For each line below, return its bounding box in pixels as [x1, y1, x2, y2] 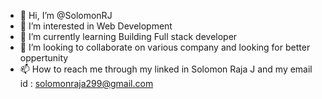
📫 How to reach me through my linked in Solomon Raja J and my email [19, 63, 313, 75]
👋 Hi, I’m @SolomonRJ [19, 10, 113, 21]
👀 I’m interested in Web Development [19, 20, 173, 32]
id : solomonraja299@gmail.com [19, 78, 154, 89]
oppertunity [19, 52, 69, 64]
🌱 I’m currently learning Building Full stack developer [19, 31, 238, 42]
